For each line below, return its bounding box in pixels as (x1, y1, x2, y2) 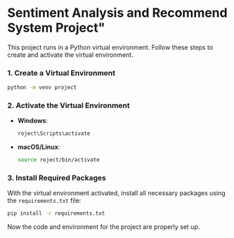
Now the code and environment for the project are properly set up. (7, 223, 200, 231)
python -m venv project (7, 84, 77, 91)
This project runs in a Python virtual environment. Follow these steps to (7, 43, 214, 51)
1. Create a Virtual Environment (7, 68, 116, 78)
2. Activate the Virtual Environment (7, 100, 130, 110)
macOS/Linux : (17, 143, 60, 152)
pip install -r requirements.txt (7, 210, 105, 217)
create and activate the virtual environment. (7, 51, 134, 59)
